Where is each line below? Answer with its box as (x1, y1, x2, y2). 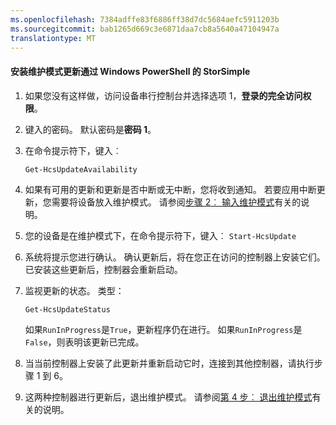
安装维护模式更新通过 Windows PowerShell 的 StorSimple (10, 65, 251, 77)
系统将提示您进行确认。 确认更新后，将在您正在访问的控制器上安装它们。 (24, 251, 326, 263)
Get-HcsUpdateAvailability (24, 164, 138, 175)
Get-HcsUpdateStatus (24, 304, 111, 315)
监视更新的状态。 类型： (24, 284, 125, 296)
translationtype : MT (10, 33, 97, 43)
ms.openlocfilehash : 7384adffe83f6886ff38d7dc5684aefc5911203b (10, 14, 280, 25)
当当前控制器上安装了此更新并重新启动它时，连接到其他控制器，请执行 (24, 357, 315, 369)
